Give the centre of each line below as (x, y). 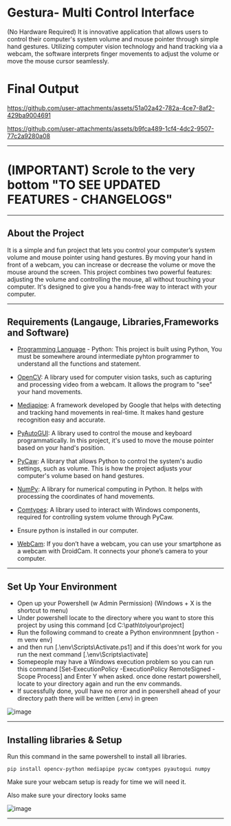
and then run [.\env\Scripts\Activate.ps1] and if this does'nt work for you (119, 647)
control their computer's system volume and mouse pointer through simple (113, 39)
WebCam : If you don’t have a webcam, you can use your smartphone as (119, 544)
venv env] (38, 640)
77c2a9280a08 (29, 136)
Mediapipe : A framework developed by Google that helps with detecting (119, 405)
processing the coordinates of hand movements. (86, 497)
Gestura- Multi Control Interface (101, 13)
